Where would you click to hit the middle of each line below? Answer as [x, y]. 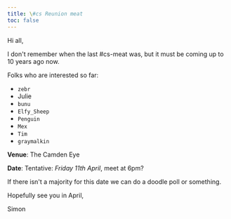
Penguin [28, 119]
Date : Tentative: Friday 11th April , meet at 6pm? [75, 168]
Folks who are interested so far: [53, 75]
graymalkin [33, 141]
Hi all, [15, 40]
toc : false [23, 20]
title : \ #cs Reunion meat [45, 14]
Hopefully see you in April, [46, 195]
